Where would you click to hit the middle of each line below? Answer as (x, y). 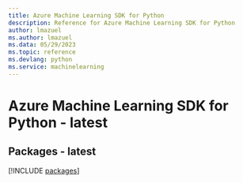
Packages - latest (52, 152)
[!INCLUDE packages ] (44, 170)
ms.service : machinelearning (56, 67)
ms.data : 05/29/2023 (42, 45)
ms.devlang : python (40, 60)
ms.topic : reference (42, 52)
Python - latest (58, 122)
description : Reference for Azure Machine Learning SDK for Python (122, 23)
